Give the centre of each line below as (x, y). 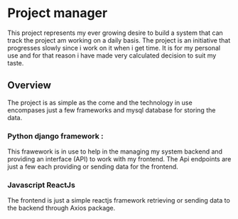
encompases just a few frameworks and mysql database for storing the (112, 110)
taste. (16, 63)
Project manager (58, 13)
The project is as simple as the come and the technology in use (100, 102)
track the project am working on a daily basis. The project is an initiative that (119, 40)
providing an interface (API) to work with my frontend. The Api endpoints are (119, 159)
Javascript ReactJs (42, 185)
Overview (29, 86)
